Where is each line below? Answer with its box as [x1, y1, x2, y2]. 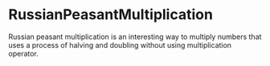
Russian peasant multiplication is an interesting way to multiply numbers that [8, 32, 262, 41]
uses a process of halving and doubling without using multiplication [8, 40, 231, 49]
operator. [8, 49, 39, 58]
